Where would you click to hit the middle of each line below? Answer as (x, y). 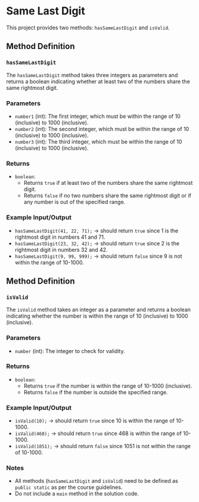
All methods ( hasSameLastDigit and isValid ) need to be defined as (97, 481)
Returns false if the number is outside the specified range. (96, 392)
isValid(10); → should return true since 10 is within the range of (94, 421)
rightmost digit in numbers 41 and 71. (60, 237)
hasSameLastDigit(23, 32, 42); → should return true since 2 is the (97, 243)
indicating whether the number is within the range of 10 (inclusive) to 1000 (97, 316)
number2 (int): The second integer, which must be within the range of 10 (102, 129)
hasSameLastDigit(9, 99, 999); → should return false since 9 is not (99, 256)
